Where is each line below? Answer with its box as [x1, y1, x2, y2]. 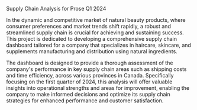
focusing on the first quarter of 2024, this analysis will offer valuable [6, 78, 173, 85]
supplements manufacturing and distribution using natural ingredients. [6, 48, 177, 55]
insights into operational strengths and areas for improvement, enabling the [6, 85, 190, 91]
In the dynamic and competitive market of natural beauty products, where [6, 17, 186, 23]
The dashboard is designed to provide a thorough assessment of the [6, 59, 173, 66]
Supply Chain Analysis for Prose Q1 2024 [6, 5, 106, 12]
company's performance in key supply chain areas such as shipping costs [6, 66, 187, 73]
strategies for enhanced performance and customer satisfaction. [6, 97, 164, 104]
